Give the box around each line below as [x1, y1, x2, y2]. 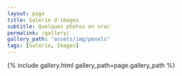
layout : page [7, 10, 45, 17]
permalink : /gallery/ [7, 29, 70, 37]
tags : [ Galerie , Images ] [7, 42, 79, 49]
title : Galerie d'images [7, 17, 79, 23]
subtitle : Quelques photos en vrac [7, 23, 110, 30]
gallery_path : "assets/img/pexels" [7, 36, 110, 43]
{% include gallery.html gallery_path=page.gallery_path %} [7, 61, 176, 69]
